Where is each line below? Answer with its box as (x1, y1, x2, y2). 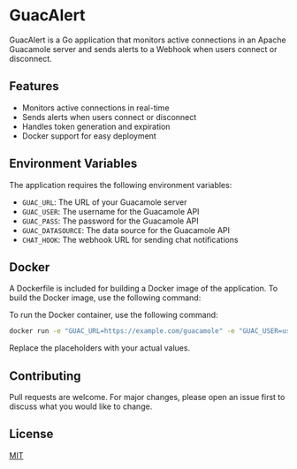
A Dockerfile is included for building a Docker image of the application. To (9, 284, 278, 294)
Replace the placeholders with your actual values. (9, 343, 191, 353)
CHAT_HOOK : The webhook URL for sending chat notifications (21, 234, 239, 245)
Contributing (9, 368, 81, 383)
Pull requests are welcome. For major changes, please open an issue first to (9, 392, 286, 403)
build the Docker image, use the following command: (9, 292, 202, 303)
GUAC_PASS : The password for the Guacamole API (21, 216, 199, 226)
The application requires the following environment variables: (9, 179, 232, 190)
